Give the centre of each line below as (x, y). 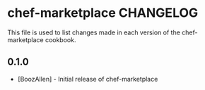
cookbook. (60, 39)
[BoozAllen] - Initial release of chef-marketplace (88, 79)
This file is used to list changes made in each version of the (94, 32)
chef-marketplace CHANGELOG (103, 13)
